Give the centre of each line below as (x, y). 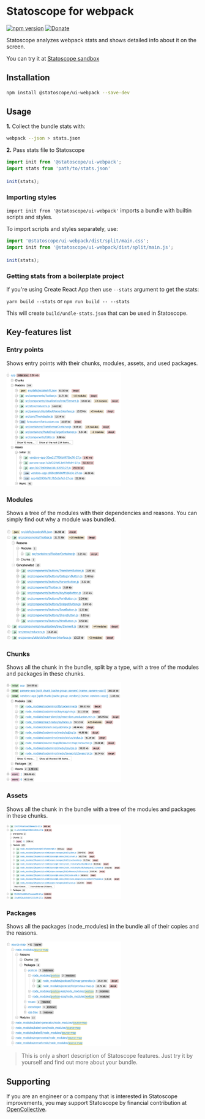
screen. (16, 47)
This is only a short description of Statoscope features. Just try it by (107, 1056)
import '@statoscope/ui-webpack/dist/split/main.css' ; (78, 241)
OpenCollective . (27, 1109)
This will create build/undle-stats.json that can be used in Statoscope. (97, 313)
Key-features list (39, 332)
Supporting (28, 1081)
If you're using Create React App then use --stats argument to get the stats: (103, 289)
